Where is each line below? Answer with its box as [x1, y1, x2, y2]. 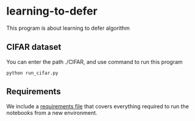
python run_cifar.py [6, 70, 59, 76]
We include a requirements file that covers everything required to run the [6, 102, 189, 110]
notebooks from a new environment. [6, 109, 97, 116]
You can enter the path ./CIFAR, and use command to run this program [6, 58, 183, 65]
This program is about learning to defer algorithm [6, 24, 130, 32]
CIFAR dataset [6, 42, 62, 52]
